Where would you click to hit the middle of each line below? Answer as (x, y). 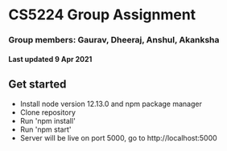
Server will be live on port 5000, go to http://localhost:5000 (118, 137)
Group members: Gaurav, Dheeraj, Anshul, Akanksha (114, 40)
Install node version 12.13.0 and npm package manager (111, 104)
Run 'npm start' (45, 129)
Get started (37, 85)
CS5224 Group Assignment (102, 15)
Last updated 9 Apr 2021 (50, 59)
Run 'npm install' (48, 120)
